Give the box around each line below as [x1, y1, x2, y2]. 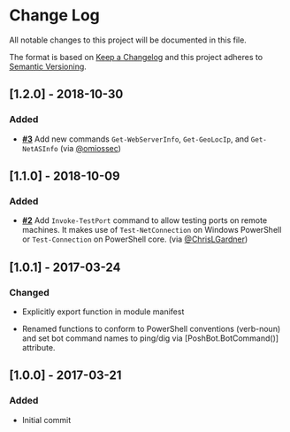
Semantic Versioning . [9, 61, 87, 72]
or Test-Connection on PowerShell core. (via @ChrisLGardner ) [21, 234, 248, 244]
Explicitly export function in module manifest [21, 306, 185, 317]
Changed [9, 286, 50, 298]
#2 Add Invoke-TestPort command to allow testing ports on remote [21, 215, 268, 226]
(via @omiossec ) [60, 143, 122, 153]
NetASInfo [21, 144, 59, 153]
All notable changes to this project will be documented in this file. [9, 35, 248, 45]
